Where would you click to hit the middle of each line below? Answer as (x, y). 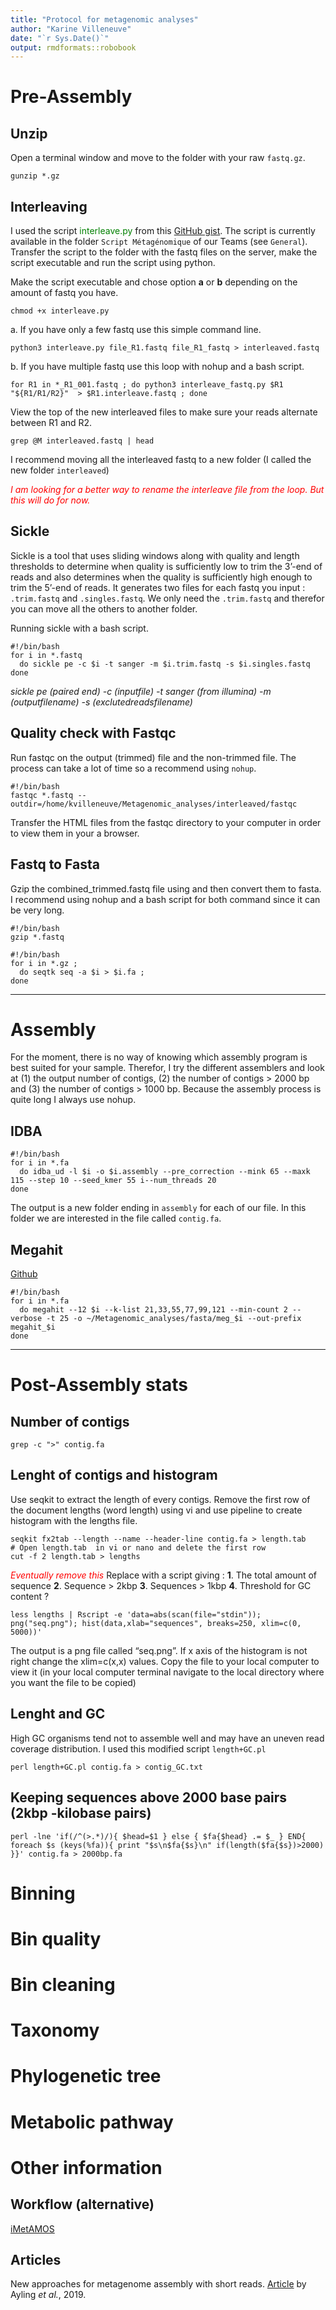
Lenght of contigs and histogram (114, 1475)
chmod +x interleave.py (60, 311)
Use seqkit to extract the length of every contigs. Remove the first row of (160, 1499)
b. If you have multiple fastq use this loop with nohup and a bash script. (157, 367)
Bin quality (56, 1938)
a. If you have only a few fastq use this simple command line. (136, 330)
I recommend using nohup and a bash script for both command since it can (165, 899)
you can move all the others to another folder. (104, 608)
